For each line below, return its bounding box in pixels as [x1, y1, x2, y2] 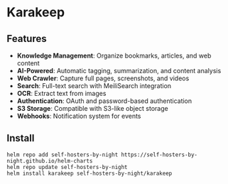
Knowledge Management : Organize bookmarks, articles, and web [16, 51, 212, 60]
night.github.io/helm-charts [6, 157, 93, 164]
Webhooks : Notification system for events [16, 112, 141, 120]
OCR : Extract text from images [16, 90, 107, 97]
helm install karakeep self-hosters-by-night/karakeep [6, 170, 173, 177]
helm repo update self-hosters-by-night [6, 163, 129, 171]
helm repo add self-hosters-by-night [6, 151, 119, 158]
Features [6, 33, 47, 45]
